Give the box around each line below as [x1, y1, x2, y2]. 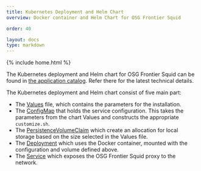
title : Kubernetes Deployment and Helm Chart [6, 9, 124, 15]
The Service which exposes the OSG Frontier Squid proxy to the [15, 153, 176, 160]
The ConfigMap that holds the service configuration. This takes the [15, 107, 184, 114]
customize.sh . [15, 120, 50, 128]
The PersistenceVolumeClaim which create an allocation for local [15, 127, 178, 134]
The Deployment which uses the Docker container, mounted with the [15, 139, 188, 147]
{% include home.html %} [6, 59, 71, 66]
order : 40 [6, 26, 32, 32]
